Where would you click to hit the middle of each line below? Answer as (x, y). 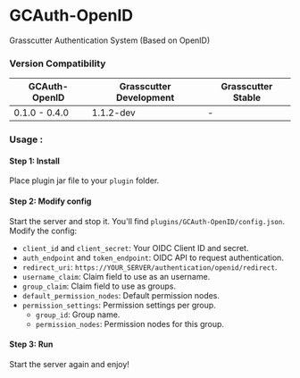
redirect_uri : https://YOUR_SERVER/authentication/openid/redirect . (150, 267)
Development (145, 97)
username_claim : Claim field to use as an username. (116, 276)
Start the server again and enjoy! (69, 364)
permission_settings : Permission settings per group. (119, 305)
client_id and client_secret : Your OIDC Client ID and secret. (135, 248)
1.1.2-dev (113, 113)
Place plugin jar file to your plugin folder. (84, 181)
